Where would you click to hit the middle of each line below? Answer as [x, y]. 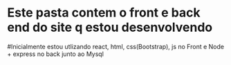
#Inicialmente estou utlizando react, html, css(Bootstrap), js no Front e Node [116, 46]
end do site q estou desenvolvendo [110, 27]
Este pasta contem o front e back [104, 13]
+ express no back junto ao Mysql [55, 54]
